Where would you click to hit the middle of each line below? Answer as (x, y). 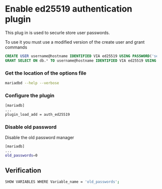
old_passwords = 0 (21, 155)
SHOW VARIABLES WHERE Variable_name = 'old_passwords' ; (62, 182)
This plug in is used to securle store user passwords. (57, 32)
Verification (23, 171)
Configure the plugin (30, 95)
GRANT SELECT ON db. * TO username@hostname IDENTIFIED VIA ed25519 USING (81, 61)
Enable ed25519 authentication (69, 9)
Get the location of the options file (46, 73)
